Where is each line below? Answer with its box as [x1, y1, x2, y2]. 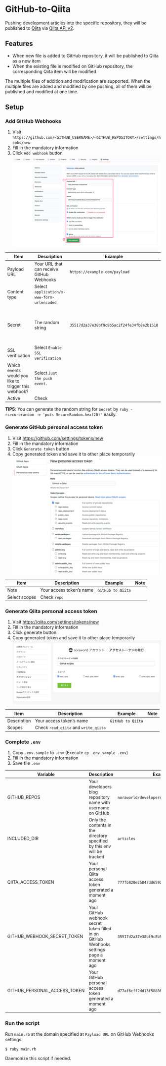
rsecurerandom [5, 412, 35, 417]
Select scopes [7, 594, 36, 600]
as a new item [12, 58, 41, 64]
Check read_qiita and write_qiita [35, 725, 106, 730]
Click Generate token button [12, 446, 70, 451]
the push [34, 376, 53, 381]
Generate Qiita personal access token [5, 608, 97, 615]
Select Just [34, 370, 58, 376]
